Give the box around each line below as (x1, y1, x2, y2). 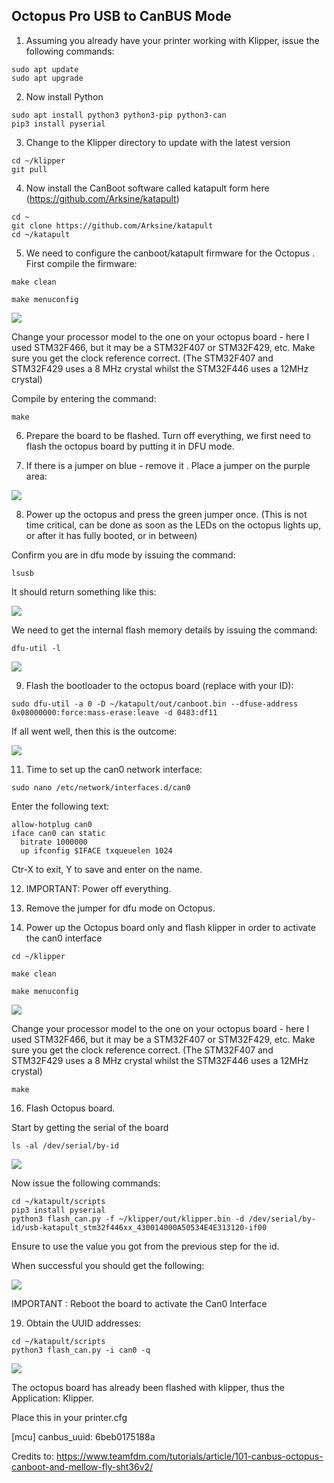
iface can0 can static (11, 828, 106, 838)
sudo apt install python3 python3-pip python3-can (11, 110, 227, 120)
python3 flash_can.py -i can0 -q (11, 1345, 151, 1355)
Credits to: (11, 1450, 55, 1462)
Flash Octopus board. (25, 1102, 116, 1114)
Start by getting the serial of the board (11, 1121, 169, 1133)
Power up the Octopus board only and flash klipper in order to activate (25, 921, 316, 933)
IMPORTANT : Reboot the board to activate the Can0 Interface (11, 1297, 268, 1309)
